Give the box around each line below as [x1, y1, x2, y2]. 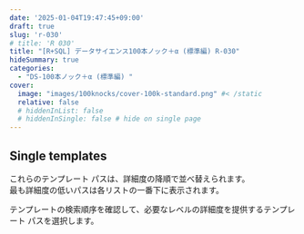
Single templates [9, 148, 107, 163]
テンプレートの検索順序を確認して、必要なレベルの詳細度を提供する [9, 203, 264, 214]
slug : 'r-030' [9, 30, 64, 39]
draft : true [9, 22, 55, 31]
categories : [9, 64, 55, 73]
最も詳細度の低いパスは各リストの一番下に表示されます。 [9, 184, 225, 195]
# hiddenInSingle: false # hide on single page [17, 114, 202, 123]
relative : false [17, 97, 79, 107]
